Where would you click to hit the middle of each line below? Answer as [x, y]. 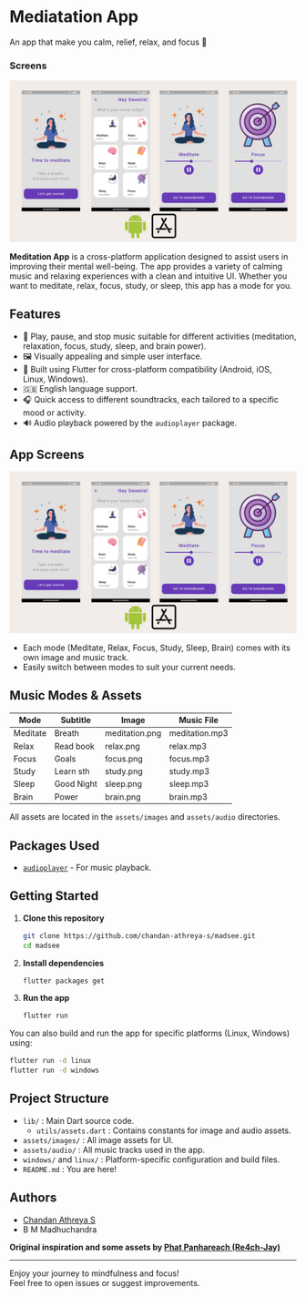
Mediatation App [74, 17]
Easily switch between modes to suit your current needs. [129, 667]
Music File [199, 720]
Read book [75, 746]
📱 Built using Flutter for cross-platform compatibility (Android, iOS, [147, 369]
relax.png [122, 746]
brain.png [122, 797]
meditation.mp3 [199, 733]
